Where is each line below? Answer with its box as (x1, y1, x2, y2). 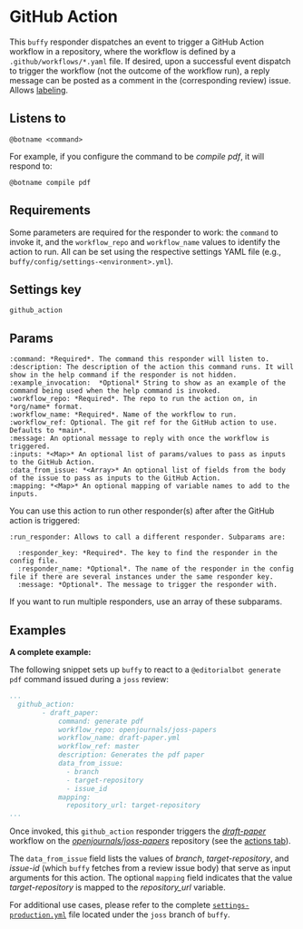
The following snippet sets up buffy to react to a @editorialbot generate (9, 664, 281, 675)
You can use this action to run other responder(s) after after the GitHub (9, 505, 275, 516)
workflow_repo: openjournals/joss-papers (57, 725, 218, 734)
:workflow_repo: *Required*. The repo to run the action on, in (9, 395, 258, 404)
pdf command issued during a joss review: (9, 674, 170, 684)
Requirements (9, 202, 91, 219)
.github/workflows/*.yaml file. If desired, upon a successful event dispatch (9, 55, 291, 66)
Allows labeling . (9, 84, 69, 95)
